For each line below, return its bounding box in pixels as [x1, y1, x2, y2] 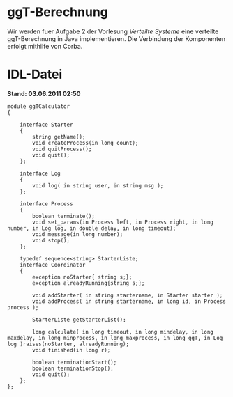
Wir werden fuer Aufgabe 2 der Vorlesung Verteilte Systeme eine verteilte [7, 27, 219, 36]
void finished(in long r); [32, 346, 111, 354]
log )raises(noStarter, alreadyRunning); [7, 341, 130, 348]
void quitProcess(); [32, 146, 92, 153]
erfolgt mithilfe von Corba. [7, 42, 83, 50]
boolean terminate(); [32, 212, 96, 219]
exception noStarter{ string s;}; [32, 273, 133, 281]
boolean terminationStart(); [32, 359, 117, 366]
